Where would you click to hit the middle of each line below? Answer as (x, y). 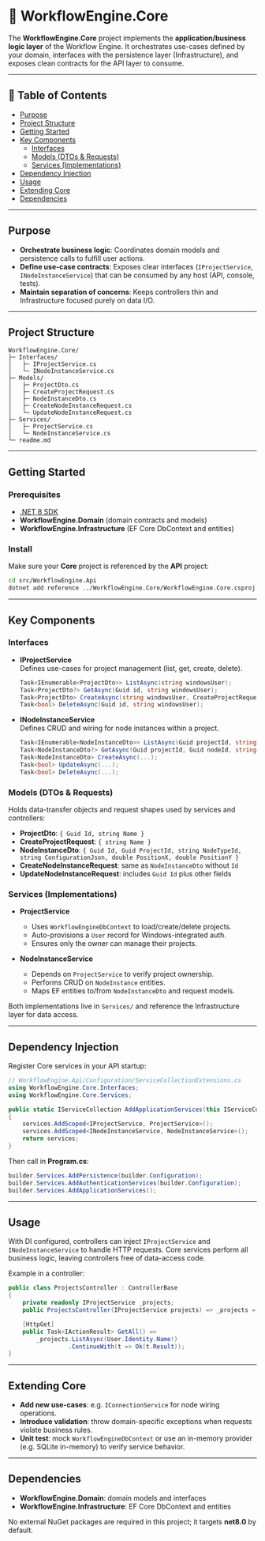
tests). (30, 283)
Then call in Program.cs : (49, 1161)
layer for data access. (43, 1015)
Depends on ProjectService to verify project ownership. (123, 974)
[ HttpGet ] (39, 1324)
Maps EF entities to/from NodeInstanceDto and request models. (133, 991)
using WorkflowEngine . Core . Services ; (70, 1095)
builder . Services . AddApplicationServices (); (82, 1190)
